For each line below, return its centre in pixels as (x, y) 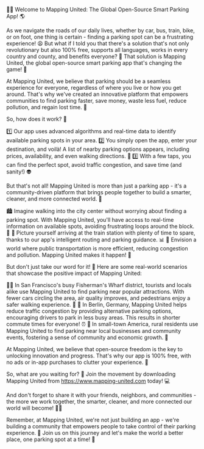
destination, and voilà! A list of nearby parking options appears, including (98, 149)
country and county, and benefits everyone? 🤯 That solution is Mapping (96, 56)
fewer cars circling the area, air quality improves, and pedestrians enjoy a (98, 298)
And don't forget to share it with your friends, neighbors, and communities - (101, 395)
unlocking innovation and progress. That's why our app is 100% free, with (99, 356)
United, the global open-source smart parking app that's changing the (94, 63)
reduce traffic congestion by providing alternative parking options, (90, 311)
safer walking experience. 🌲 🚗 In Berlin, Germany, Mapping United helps (97, 305)
